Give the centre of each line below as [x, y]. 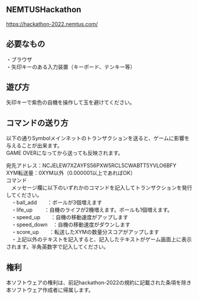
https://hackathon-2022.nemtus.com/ [52, 24]
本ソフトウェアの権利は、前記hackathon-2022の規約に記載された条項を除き [99, 282]
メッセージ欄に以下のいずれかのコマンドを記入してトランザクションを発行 [102, 188]
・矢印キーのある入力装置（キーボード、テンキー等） [71, 67]
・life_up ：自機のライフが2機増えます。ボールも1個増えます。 [92, 210]
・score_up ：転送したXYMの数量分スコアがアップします [85, 232]
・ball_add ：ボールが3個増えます [56, 203]
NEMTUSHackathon [44, 10]
